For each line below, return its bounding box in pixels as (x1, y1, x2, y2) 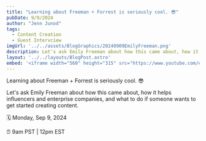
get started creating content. (6, 101, 78, 109)
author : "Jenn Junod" (6, 20, 62, 26)
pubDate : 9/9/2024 (6, 15, 53, 21)
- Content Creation (12, 32, 62, 38)
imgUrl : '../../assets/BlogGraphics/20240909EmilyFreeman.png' (6, 43, 172, 49)
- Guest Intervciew (12, 37, 62, 43)
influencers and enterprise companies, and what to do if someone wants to (6, 95, 196, 103)
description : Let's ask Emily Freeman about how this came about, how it (6, 49, 199, 55)
